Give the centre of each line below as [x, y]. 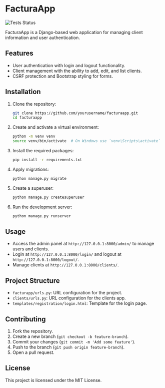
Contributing [25, 319]
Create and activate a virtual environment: [55, 127]
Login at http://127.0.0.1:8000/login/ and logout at [67, 254]
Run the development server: [42, 207]
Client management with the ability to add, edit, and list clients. [77, 71]
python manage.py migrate [39, 178]
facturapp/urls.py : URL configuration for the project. [67, 293]
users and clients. [30, 249]
